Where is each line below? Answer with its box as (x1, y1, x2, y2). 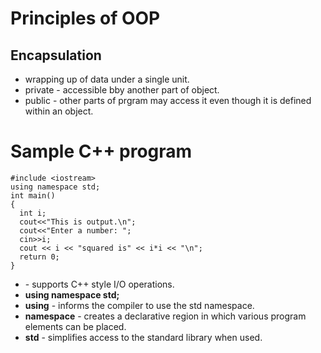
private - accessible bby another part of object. (24, 84, 220, 96)
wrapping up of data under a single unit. (24, 73, 190, 85)
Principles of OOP (10, 7, 161, 30)
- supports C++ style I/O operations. (24, 278, 175, 290)
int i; (19, 208, 47, 218)
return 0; (19, 252, 60, 262)
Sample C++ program (10, 140, 193, 163)
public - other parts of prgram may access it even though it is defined (24, 95, 312, 106)
